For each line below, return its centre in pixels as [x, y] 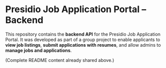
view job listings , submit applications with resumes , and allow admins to [83, 45]
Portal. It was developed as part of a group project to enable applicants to [83, 40]
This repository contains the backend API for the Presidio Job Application [83, 34]
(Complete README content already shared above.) [60, 60]
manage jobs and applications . [39, 50]
